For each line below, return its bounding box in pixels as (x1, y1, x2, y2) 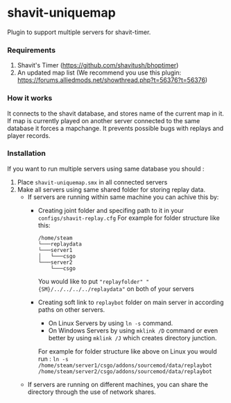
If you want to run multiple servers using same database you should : (7, 164, 205, 173)
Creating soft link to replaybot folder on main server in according (37, 298, 224, 306)
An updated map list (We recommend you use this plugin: (17, 68, 182, 77)
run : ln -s (37, 354, 69, 363)
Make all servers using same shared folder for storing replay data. (17, 185, 206, 193)
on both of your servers (126, 284, 194, 293)
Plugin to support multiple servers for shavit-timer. (7, 28, 151, 36)
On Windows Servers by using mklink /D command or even (48, 326, 219, 335)
